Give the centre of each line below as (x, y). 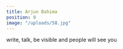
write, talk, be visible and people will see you (61, 40)
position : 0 (21, 17)
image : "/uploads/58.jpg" (38, 23)
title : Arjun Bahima (32, 12)
